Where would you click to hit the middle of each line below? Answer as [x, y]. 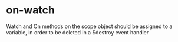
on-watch [30, 10]
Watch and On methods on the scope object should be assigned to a [89, 26]
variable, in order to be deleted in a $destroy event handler [78, 32]
